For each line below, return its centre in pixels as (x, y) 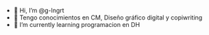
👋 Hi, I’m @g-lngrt (39, 10)
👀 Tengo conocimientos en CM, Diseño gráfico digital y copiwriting (108, 17)
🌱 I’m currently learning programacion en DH (77, 25)
